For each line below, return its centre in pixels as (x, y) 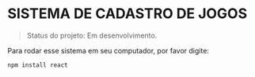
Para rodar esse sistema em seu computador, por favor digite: (108, 50)
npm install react (38, 65)
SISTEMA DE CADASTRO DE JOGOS (127, 14)
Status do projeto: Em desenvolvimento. (92, 35)
